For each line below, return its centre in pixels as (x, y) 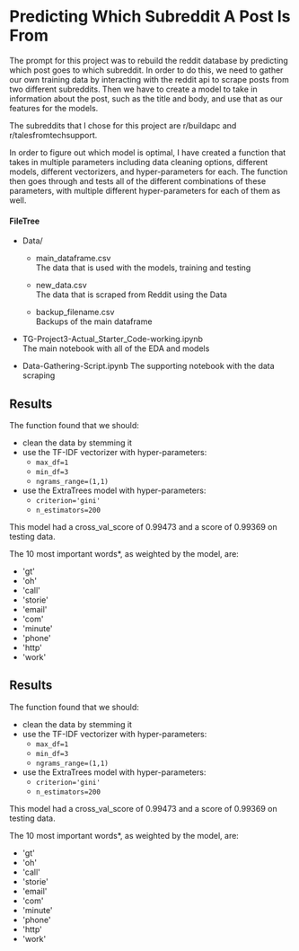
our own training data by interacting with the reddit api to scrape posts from (149, 79)
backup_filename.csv (75, 313)
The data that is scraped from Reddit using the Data (131, 295)
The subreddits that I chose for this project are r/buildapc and (123, 125)
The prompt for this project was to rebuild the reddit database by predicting (149, 60)
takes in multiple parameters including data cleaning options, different (138, 162)
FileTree (25, 221)
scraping (39, 375)
